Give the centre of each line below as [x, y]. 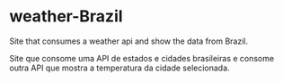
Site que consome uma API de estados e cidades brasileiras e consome [142, 58]
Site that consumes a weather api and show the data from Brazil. [129, 41]
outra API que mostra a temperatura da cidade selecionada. [120, 68]
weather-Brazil [66, 16]
